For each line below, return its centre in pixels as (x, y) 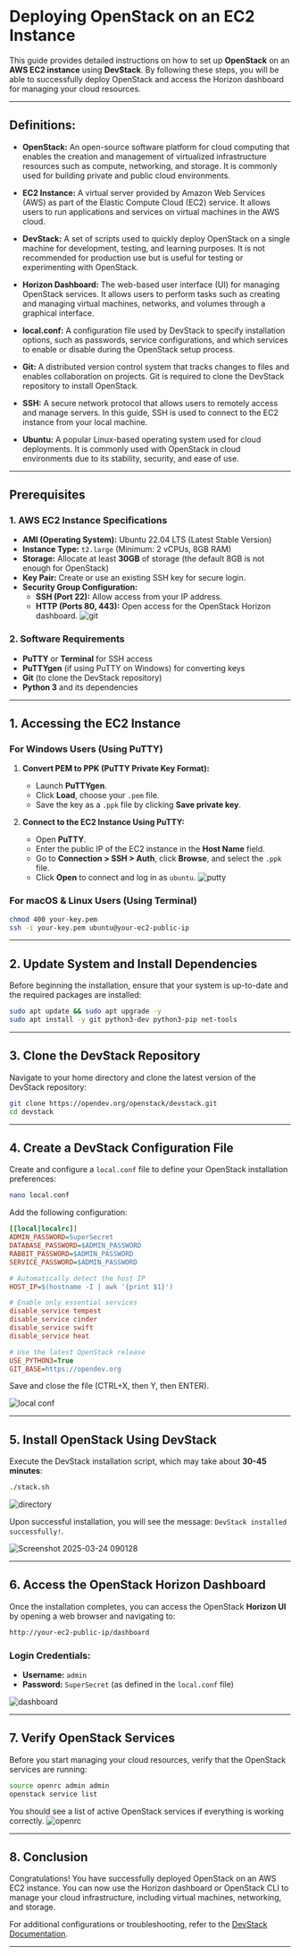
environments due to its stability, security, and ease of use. (130, 458)
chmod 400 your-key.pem (54, 919)
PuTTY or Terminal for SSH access (87, 659)
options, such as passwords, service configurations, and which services (155, 340)
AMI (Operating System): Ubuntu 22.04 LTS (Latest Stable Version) (147, 540)
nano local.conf (39, 1195)
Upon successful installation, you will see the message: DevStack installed (148, 1522)
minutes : (26, 1471)
